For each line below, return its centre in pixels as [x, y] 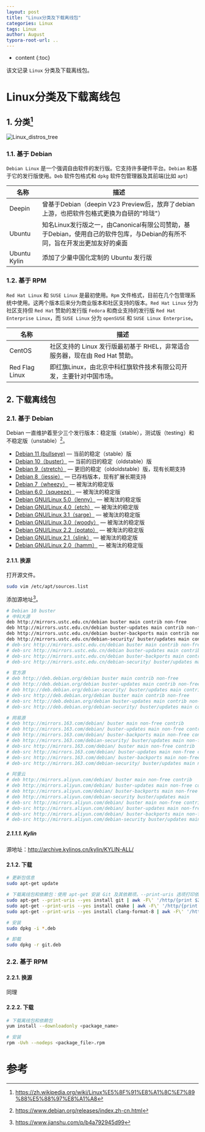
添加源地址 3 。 [24, 599]
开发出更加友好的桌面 [97, 243]
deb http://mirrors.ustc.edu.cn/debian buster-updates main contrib [95, 628]
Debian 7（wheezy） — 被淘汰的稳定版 [64, 484]
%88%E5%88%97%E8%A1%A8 [56, 1098]
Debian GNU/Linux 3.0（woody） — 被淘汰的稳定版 [80, 522]
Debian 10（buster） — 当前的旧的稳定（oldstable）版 [84, 461]
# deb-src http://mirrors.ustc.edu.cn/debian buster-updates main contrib [103, 650]
